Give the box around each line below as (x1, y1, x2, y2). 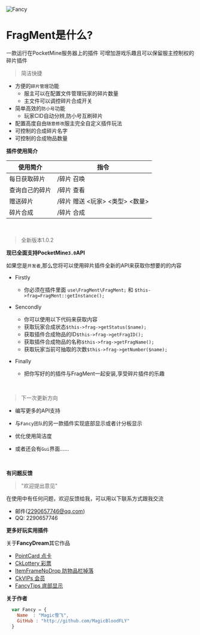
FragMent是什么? (6, 29, 93, 42)
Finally (14, 357, 32, 364)
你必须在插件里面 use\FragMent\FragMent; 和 (23, 286, 134, 293)
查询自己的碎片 (9, 186, 52, 194)
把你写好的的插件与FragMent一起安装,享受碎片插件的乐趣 (23, 370, 165, 377)
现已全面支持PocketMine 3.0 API (6, 249, 85, 256)
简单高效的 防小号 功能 (14, 105, 66, 112)
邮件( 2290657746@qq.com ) (14, 508, 85, 515)
